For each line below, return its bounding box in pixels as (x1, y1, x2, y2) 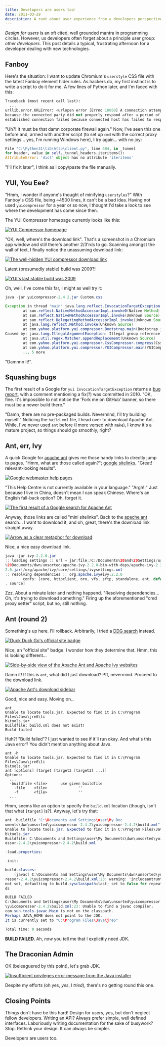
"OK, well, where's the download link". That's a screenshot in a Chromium (5, 236, 156, 242)
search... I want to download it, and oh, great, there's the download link (5, 519, 150, 525)
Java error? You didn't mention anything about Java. (5, 741, 112, 747)
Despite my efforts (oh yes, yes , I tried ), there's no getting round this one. (5, 982, 155, 988)
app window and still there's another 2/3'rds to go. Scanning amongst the (5, 242, 155, 248)
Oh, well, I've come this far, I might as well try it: (5, 285, 103, 291)
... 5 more (23, 349, 45, 354)
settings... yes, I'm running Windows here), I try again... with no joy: (5, 137, 142, 143)
